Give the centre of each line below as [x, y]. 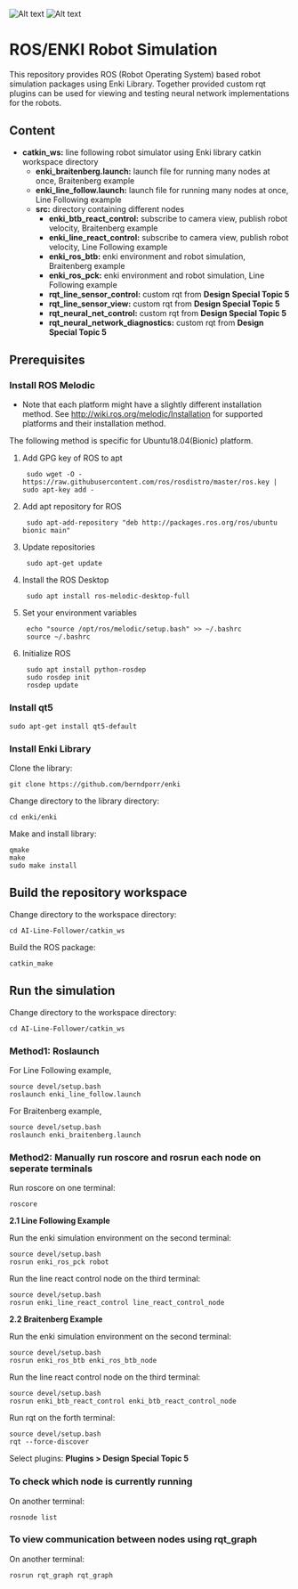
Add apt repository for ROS [72, 507]
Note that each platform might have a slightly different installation [142, 404]
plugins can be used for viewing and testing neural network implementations [149, 93]
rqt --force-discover [49, 1442]
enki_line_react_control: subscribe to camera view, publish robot [169, 237]
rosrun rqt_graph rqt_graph [61, 1575]
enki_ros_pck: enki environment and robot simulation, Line [157, 275]
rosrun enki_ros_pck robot [59, 1262]
